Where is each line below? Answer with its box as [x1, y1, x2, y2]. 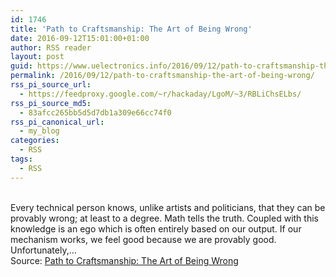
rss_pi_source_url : [10, 80, 92, 90]
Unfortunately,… [10, 244, 77, 256]
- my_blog [19, 126, 60, 136]
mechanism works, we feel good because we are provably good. [10, 233, 277, 245]
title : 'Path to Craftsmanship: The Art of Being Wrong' [10, 24, 253, 34]
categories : [10, 136, 60, 146]
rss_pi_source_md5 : [10, 98, 92, 108]
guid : [10, 61, 33, 71]
